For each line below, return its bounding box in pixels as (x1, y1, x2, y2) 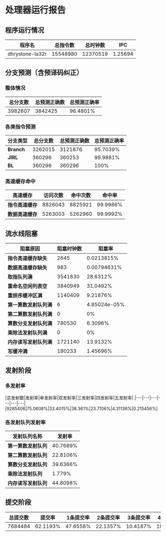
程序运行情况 (5, 26, 44, 34)
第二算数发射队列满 (7, 311, 53, 318)
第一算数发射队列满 (7, 301, 53, 308)
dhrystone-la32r (7, 51, 47, 57)
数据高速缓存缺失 (7, 264, 48, 271)
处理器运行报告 (5, 4, 66, 16)
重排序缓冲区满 (7, 292, 43, 299)
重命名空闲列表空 (7, 283, 48, 290)
